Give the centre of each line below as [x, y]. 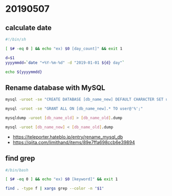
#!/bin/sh [16, 39]
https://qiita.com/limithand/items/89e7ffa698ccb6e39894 [74, 142]
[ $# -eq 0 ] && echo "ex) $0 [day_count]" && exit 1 [64, 48]
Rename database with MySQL [55, 88]
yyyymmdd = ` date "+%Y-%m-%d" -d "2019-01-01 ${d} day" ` [65, 63]
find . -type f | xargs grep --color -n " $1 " [55, 189]
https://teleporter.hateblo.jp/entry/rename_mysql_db [68, 137]
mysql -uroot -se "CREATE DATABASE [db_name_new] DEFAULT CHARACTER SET [84, 100]
